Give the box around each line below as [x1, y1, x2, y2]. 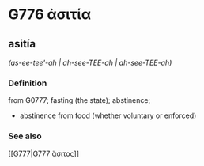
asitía [8, 37, 36, 51]
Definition [8, 77, 47, 89]
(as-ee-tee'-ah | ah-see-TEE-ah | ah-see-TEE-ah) [8, 58, 172, 67]
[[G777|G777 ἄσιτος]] [8, 149, 80, 158]
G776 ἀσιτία [8, 6, 92, 24]
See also [8, 130, 42, 141]
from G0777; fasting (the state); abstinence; [8, 96, 151, 105]
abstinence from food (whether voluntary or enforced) [19, 111, 197, 120]
